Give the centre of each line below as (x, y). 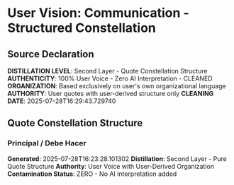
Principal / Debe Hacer (47, 143)
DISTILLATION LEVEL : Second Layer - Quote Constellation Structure (107, 71)
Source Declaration (51, 54)
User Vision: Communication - (98, 13)
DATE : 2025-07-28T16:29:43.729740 (62, 101)
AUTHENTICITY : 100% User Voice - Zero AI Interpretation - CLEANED (110, 78)
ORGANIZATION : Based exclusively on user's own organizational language (117, 86)
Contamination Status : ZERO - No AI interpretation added (92, 174)
